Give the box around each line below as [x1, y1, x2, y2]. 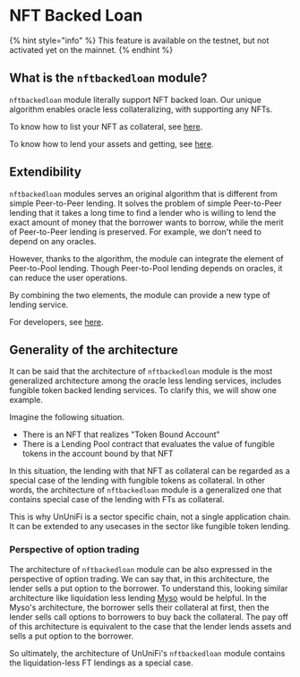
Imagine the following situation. [9, 412, 125, 423]
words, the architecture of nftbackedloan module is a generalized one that [9, 484, 282, 495]
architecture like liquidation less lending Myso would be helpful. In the [9, 592, 267, 603]
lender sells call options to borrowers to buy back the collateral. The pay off [9, 611, 288, 622]
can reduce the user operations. [9, 272, 128, 283]
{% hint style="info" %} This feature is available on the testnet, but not [9, 35, 270, 46]
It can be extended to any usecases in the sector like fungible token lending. [9, 521, 291, 532]
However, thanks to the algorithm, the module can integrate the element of [9, 253, 284, 264]
